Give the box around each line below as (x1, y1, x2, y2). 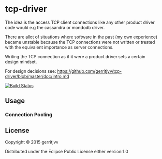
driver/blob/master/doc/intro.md (5, 73, 69, 79)
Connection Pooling (5, 111, 53, 118)
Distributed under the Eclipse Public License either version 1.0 (5, 149, 129, 155)
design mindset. (5, 59, 37, 64)
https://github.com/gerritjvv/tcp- (57, 68, 122, 74)
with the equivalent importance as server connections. (5, 44, 114, 50)
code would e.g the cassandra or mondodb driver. (5, 24, 105, 30)
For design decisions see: (5, 68, 57, 74)
